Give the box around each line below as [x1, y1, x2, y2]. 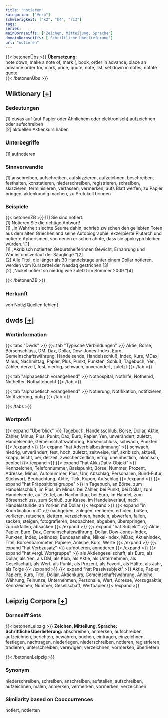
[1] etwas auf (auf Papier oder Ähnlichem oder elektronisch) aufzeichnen [5, 116, 155, 122]
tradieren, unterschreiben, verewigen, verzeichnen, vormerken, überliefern [5, 644, 159, 650]
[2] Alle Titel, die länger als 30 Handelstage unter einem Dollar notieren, [5, 257, 153, 263]
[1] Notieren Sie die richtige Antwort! [5, 220, 81, 226]
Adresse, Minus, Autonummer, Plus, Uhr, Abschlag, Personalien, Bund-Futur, [5, 470, 163, 476]
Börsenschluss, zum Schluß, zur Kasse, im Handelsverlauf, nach [5, 497, 138, 503]
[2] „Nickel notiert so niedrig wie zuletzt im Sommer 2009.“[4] [5, 268, 133, 274]
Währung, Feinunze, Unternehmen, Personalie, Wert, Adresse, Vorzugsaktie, [5, 577, 163, 583]
